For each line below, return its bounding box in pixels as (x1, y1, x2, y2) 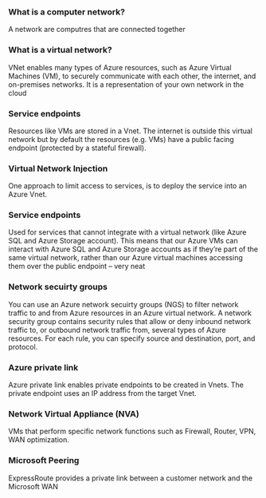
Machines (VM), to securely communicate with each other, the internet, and (8, 71, 256, 81)
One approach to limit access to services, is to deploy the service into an (8, 181, 247, 191)
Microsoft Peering (8, 455, 80, 466)
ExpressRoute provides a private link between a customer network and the (8, 473, 253, 483)
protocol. (8, 342, 38, 351)
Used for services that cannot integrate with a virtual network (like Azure (8, 227, 247, 237)
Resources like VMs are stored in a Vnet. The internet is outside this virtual (8, 126, 253, 136)
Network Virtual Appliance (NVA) (8, 409, 139, 419)
